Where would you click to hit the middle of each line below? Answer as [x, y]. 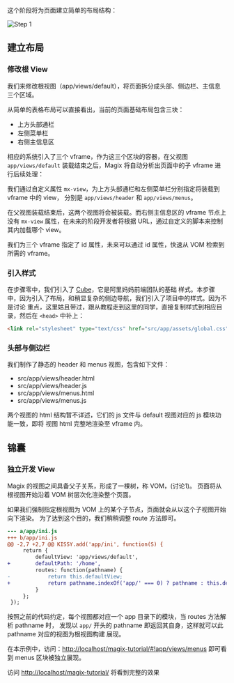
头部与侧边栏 [29, 348]
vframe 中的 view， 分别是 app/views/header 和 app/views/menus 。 [102, 197]
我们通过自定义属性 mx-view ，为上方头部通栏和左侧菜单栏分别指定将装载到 [114, 189]
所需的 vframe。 [31, 253]
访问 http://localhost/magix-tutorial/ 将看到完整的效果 [84, 673]
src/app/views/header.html [56, 378]
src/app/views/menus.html [56, 393]
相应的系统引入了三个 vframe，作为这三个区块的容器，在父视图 [97, 156]
